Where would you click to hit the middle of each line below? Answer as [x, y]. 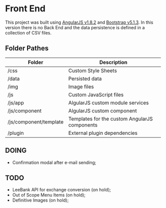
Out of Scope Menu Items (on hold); [49, 195]
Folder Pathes [27, 48]
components [83, 125]
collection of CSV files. [28, 33]
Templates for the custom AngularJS [111, 119]
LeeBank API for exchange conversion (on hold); [62, 190]
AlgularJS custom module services [109, 103]
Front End [25, 9]
